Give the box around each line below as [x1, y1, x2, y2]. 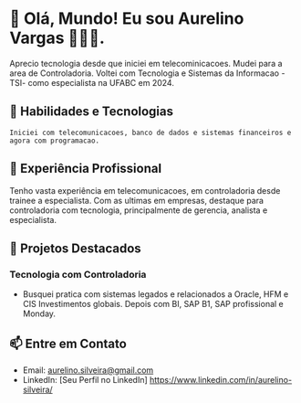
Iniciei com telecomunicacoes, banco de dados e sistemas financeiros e [9, 128, 292, 137]
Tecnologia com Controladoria [9, 268, 147, 281]
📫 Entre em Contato [9, 335, 128, 351]
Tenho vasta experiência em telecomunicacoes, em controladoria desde [9, 185, 281, 196]
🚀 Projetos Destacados [9, 240, 141, 256]
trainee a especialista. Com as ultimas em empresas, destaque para [9, 195, 265, 206]
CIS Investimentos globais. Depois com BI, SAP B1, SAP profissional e [22, 299, 285, 310]
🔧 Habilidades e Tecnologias [9, 104, 174, 120]
